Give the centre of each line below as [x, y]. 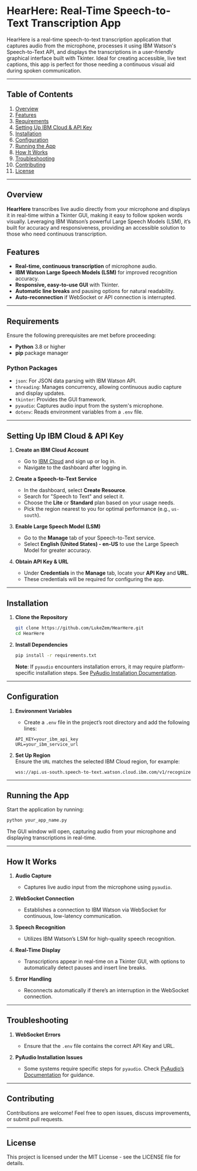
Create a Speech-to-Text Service [56, 479]
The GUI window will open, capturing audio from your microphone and [91, 832]
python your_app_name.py [37, 820]
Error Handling [33, 979]
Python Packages [32, 368]
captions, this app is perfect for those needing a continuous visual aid [91, 64]
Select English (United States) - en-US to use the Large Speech [101, 544]
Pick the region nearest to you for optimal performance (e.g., [97, 509]
